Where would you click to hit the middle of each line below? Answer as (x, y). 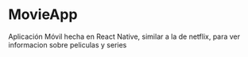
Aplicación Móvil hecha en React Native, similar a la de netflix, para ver (124, 36)
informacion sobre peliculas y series (68, 44)
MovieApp (43, 15)
